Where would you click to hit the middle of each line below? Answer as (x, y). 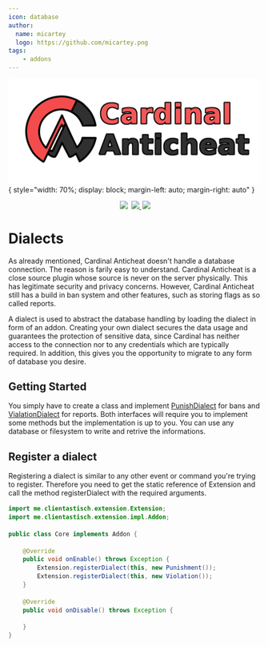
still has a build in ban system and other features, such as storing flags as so (134, 295)
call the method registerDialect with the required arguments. (108, 493)
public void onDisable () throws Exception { (98, 610)
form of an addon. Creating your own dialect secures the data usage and (128, 327)
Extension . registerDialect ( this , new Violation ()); (125, 576)
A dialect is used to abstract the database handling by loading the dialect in (132, 319)
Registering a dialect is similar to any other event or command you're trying (132, 476)
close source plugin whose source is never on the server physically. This (128, 277)
